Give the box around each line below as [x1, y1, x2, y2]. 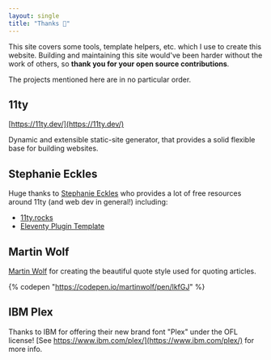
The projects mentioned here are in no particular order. [8, 74, 192, 84]
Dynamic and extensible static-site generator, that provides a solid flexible [8, 135, 256, 145]
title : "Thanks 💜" [8, 19, 70, 28]
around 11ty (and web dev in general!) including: [8, 197, 168, 207]
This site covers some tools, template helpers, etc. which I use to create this [8, 41, 261, 51]
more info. [8, 344, 43, 354]
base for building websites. [8, 143, 99, 154]
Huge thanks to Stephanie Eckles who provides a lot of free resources [8, 188, 242, 198]
